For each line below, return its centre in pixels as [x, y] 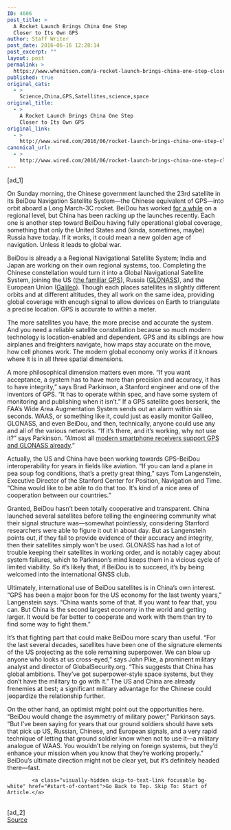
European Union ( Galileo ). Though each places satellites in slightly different [114, 287]
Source [17, 820]
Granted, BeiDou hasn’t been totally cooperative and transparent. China [108, 508]
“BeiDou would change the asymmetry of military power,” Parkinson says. [111, 717]
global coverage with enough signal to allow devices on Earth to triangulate [113, 302]
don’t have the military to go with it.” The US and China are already [101, 681]
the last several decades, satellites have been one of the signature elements [115, 644]
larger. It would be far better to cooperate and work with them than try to [110, 617]
